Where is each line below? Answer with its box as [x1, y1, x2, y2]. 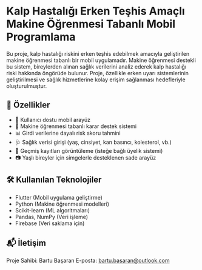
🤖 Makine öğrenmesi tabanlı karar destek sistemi [15, 123, 137, 130]
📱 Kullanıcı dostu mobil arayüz [15, 116, 91, 123]
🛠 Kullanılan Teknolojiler [6, 175, 102, 185]
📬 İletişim [6, 238, 47, 248]
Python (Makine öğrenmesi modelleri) [15, 200, 110, 208]
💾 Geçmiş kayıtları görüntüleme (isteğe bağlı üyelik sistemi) [15, 147, 163, 154]
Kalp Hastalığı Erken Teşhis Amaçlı [6, 4, 185, 18]
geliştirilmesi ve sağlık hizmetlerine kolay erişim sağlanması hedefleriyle [6, 76, 186, 83]
